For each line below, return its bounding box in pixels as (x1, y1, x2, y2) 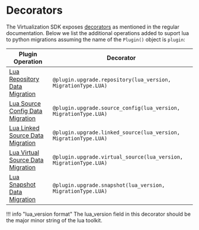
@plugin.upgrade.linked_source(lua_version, (52, 129, 181, 136)
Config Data (9, 106, 43, 115)
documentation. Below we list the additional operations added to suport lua (6, 29, 190, 36)
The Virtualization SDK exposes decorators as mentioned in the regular (6, 23, 179, 30)
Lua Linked (9, 124, 40, 132)
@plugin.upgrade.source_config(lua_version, (52, 105, 181, 111)
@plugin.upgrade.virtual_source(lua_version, (52, 153, 184, 160)
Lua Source (9, 99, 41, 108)
